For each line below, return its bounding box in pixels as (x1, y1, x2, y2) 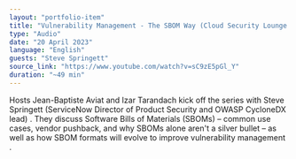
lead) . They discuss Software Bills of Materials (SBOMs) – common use (9, 113, 271, 124)
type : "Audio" (9, 29, 62, 38)
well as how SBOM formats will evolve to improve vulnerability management (9, 132, 286, 142)
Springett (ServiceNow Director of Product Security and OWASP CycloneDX (9, 103, 286, 115)
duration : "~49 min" (9, 71, 86, 79)
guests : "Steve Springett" (9, 54, 109, 63)
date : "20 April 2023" (9, 37, 93, 47)
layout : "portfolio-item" (9, 12, 105, 22)
